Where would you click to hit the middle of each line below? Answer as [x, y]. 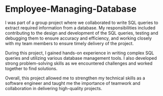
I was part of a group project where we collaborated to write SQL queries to [82, 23]
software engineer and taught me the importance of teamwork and [73, 83]
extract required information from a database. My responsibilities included [80, 27]
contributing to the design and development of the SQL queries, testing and [82, 33]
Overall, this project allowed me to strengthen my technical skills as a [75, 78]
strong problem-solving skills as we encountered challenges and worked [79, 63]
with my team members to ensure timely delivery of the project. [69, 43]
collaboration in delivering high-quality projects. [54, 88]
